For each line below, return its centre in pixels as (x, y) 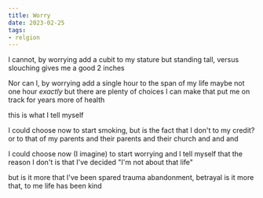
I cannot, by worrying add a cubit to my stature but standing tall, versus (124, 60)
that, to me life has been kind (55, 186)
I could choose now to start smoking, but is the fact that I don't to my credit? (131, 130)
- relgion (24, 37)
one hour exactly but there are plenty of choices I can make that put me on (129, 92)
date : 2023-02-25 (37, 23)
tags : (17, 30)
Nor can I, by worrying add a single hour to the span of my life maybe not (126, 83)
